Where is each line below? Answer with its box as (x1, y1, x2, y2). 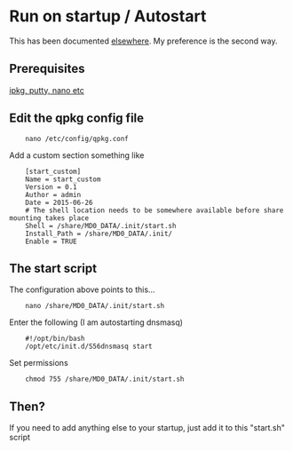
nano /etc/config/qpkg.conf (25, 134, 129, 143)
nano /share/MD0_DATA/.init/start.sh (25, 302, 165, 311)
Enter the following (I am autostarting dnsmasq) (9, 317, 184, 328)
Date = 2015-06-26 (25, 198, 93, 207)
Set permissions (9, 358, 68, 368)
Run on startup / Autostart (9, 6, 207, 27)
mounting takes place (9, 213, 90, 223)
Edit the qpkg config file (9, 111, 145, 126)
